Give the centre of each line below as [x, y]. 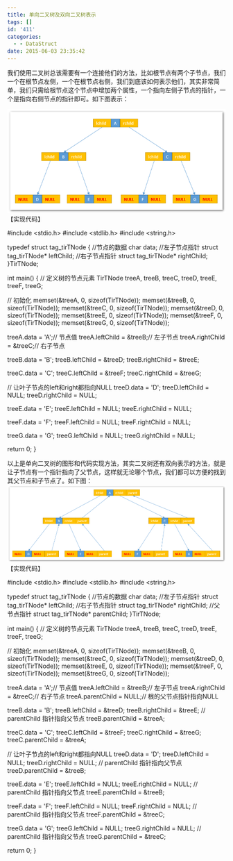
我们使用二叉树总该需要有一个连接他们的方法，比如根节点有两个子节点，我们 [116, 73]
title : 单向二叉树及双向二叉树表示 [52, 15]
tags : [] [20, 22]
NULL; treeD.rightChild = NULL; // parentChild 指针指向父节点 [95, 762]
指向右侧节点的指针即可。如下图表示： [74, 99]
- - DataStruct [35, 44]
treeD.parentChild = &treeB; [47, 770]
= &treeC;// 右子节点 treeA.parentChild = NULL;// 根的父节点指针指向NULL [113, 696]
